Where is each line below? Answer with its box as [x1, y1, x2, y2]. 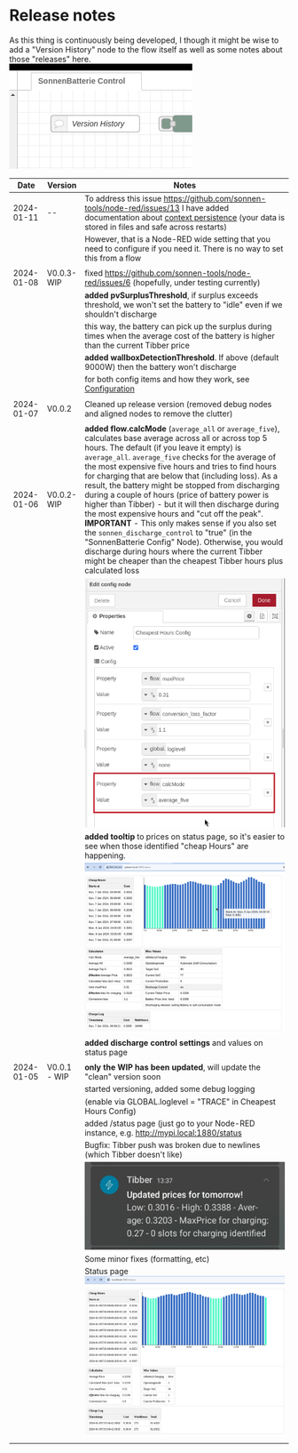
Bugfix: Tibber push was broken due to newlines [83, 1140, 261, 1151]
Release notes [9, 5, 116, 26]
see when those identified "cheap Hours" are [83, 841, 249, 852]
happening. [83, 850, 126, 861]
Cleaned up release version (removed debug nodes [83, 398, 272, 409]
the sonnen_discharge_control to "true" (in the [83, 527, 253, 538]
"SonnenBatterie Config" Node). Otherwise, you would [83, 537, 284, 548]
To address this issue [83, 193, 162, 204]
